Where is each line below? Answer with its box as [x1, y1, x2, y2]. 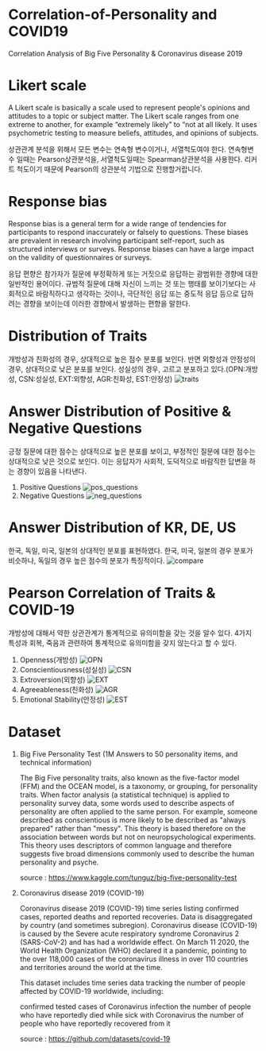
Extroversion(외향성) [19, 675, 86, 684]
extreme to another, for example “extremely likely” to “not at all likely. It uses [8, 119, 258, 129]
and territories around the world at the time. [19, 962, 163, 972]
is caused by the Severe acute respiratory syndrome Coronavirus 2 [19, 929, 240, 938]
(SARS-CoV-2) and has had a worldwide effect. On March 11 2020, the [19, 937, 250, 946]
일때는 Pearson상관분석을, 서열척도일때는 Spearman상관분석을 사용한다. [16, 154, 243, 164]
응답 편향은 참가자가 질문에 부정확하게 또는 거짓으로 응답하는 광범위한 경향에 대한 [8, 268, 259, 279]
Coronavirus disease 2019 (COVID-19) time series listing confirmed [19, 903, 240, 913]
